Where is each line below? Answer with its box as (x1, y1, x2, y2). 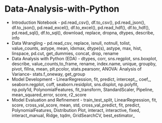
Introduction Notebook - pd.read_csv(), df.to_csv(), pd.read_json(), (11, 19, 145, 25)
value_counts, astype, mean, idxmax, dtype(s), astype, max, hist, (11, 45, 142, 51)
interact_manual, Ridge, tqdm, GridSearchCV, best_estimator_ (11, 112, 135, 118)
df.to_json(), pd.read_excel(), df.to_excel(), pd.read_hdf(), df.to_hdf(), (11, 24, 150, 30)
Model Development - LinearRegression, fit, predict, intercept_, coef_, (11, 76, 151, 82)
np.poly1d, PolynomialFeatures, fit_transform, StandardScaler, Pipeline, (11, 87, 154, 92)
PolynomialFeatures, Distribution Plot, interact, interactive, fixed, (11, 107, 141, 113)
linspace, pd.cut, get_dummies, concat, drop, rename (11, 50, 119, 56)
